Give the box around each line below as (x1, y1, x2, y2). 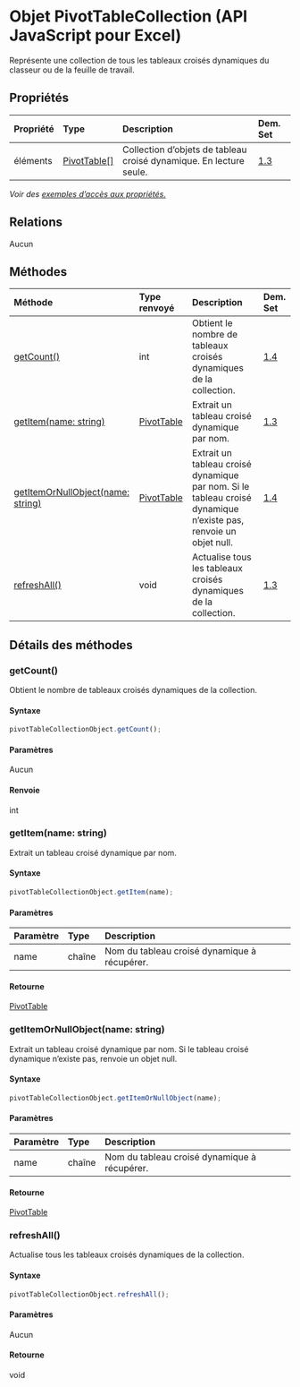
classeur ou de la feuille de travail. (9, 64, 136, 75)
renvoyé (138, 302, 175, 314)
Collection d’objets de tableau (121, 143, 247, 156)
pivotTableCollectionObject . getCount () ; (9, 725, 162, 734)
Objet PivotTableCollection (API (9, 6, 248, 27)
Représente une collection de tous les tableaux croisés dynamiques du (9, 55, 270, 65)
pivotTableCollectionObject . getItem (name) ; (9, 888, 174, 897)
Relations (9, 215, 63, 230)
